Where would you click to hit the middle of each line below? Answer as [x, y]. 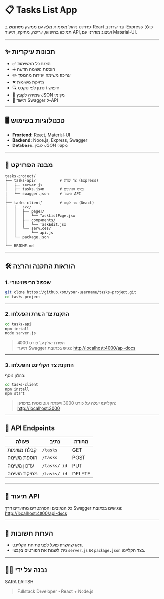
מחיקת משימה [22, 474]
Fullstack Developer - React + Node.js [55, 591]
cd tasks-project [23, 297]
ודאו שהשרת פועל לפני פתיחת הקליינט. [48, 545]
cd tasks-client [21, 385]
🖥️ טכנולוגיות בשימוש [35, 121]
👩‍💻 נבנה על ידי [26, 570]
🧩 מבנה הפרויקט [29, 165]
